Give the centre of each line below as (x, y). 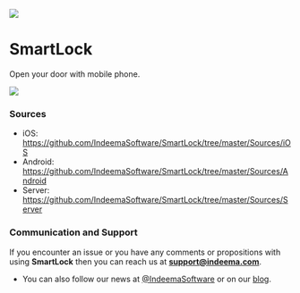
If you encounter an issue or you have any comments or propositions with (145, 252)
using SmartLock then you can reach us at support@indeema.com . (136, 261)
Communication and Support (73, 232)
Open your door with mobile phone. (75, 74)
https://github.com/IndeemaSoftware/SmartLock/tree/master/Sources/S (155, 200)
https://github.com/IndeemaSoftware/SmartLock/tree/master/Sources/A (155, 172)
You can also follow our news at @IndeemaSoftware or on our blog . (146, 279)
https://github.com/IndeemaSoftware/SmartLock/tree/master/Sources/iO (156, 143)
